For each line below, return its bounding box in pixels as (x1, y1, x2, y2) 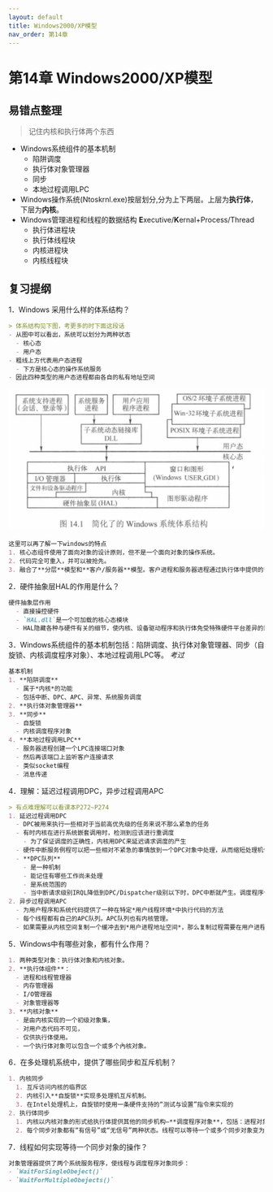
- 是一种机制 (23, 863, 61, 871)
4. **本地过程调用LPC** (8, 736, 81, 744)
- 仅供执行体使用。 (15, 1033, 71, 1042)
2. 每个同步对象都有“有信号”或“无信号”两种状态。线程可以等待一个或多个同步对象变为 (15, 1126, 266, 1134)
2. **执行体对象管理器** (8, 701, 83, 710)
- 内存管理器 (15, 982, 54, 990)
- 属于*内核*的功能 (15, 685, 73, 693)
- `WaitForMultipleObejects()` (8, 1177, 115, 1185)
